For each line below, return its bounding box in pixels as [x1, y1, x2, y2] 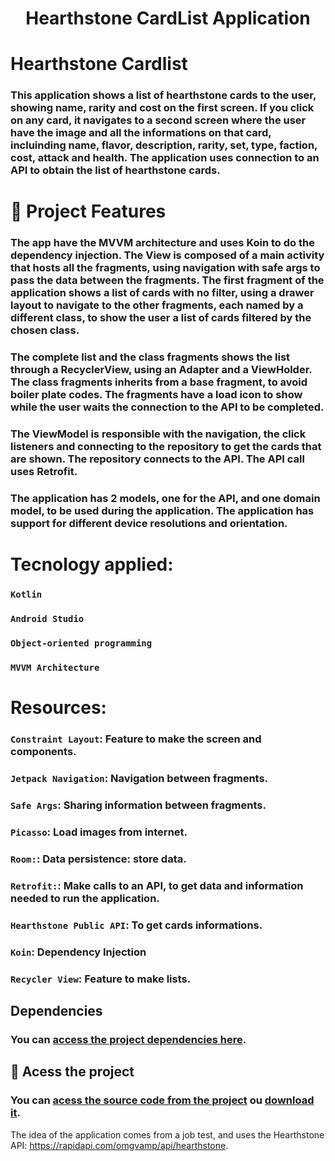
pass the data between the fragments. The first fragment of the [10, 273, 325, 287]
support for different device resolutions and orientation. [10, 517, 288, 531]
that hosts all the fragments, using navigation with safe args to [10, 261, 321, 275]
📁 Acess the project [10, 1063, 135, 1081]
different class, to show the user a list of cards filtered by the [10, 311, 312, 325]
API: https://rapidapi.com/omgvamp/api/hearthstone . [10, 1139, 229, 1151]
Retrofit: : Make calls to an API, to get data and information [10, 878, 304, 892]
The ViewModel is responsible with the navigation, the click [10, 427, 307, 441]
